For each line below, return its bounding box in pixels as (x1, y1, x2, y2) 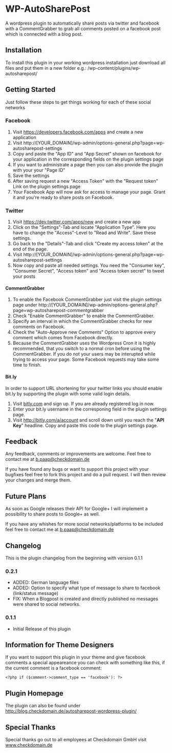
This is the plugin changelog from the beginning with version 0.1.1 (5, 555, 143, 561)
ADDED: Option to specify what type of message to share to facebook (12, 585, 161, 591)
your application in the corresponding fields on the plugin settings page (12, 156, 164, 162)
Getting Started (5, 85, 56, 94)
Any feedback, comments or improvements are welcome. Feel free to (5, 451, 151, 457)
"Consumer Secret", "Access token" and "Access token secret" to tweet (12, 268, 165, 274)
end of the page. (12, 246, 48, 252)
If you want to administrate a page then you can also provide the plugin (12, 161, 163, 167)
